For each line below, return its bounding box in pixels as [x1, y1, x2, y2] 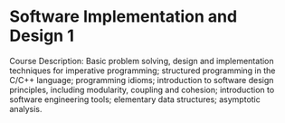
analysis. [9, 103, 43, 114]
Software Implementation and [9, 6, 238, 27]
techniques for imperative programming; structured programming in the [9, 65, 276, 76]
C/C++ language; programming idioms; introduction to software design [9, 74, 274, 85]
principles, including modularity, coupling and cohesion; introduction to [9, 84, 275, 95]
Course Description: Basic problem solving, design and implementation [9, 55, 274, 66]
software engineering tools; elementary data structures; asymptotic [9, 93, 261, 105]
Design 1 [9, 25, 74, 46]
